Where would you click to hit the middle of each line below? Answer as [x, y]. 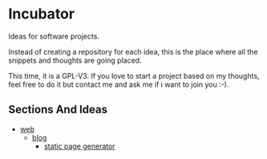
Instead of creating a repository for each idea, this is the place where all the [133, 51]
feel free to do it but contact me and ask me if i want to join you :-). [119, 84]
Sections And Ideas [58, 110]
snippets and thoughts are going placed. [75, 60]
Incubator [41, 14]
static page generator [79, 146]
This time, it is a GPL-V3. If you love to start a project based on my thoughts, [134, 75]
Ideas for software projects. [54, 36]
